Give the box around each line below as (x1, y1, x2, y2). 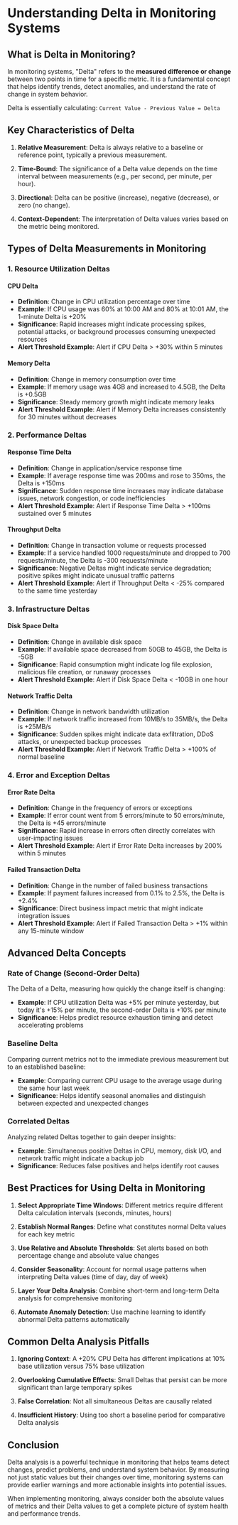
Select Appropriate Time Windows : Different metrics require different (17, 1201, 224, 1209)
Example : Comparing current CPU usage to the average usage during (17, 1076, 222, 1084)
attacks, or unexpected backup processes (17, 738, 141, 746)
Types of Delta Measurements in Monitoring (7, 243, 207, 255)
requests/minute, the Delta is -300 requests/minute (17, 556, 168, 564)
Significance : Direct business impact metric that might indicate (17, 904, 204, 912)
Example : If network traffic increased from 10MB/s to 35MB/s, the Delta (17, 715, 228, 723)
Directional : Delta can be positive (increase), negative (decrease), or (17, 193, 220, 202)
